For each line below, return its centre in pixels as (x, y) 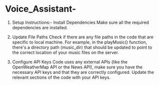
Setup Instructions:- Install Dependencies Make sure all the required (80, 22)
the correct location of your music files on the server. (66, 52)
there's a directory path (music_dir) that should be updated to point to (82, 47)
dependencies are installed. (40, 27)
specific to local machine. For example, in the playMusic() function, (79, 42)
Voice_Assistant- (41, 9)
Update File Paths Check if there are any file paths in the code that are (83, 37)
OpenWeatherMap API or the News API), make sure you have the (77, 67)
